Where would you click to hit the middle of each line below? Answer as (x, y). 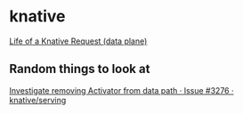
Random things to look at (80, 69)
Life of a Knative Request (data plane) (78, 41)
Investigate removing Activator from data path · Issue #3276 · (121, 90)
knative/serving (38, 100)
